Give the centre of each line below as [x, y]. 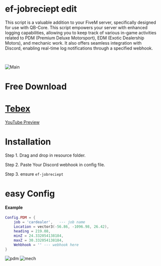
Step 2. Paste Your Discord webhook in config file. [55, 165]
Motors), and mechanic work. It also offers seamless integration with [73, 43]
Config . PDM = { [20, 218]
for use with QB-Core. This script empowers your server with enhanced [76, 27]
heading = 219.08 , [32, 232]
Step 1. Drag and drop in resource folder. [45, 155]
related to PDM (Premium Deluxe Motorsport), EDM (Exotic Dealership [75, 38]
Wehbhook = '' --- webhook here [46, 245]
